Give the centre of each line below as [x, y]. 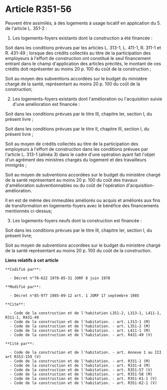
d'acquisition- [140, 185]
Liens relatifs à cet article [32, 260]
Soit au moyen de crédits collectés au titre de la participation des [72, 144]
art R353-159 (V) [23, 357]
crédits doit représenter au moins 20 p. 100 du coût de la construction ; [78, 69]
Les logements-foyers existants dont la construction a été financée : [83, 38]
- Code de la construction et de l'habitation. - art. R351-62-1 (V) [83, 383]
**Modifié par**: [23, 287]
